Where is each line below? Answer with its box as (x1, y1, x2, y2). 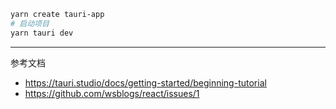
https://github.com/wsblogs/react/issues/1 (24, 87, 200, 99)
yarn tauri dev (10, 28, 74, 38)
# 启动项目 (10, 18, 50, 29)
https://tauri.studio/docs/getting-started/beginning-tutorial (24, 76, 267, 89)
